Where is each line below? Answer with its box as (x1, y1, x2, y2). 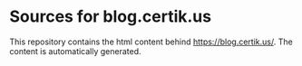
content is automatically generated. (9, 45, 142, 56)
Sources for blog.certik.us (9, 6, 211, 27)
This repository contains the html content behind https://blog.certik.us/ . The (9, 36, 293, 47)
